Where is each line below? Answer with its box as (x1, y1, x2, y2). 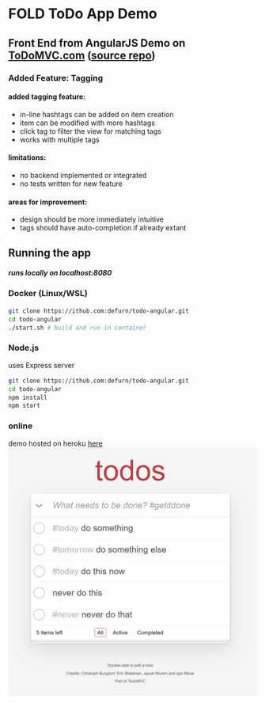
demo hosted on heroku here (8, 439, 103, 448)
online (8, 420, 33, 431)
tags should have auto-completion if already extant (19, 223, 187, 233)
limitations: (8, 153, 47, 162)
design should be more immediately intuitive (19, 215, 165, 224)
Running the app (8, 246, 91, 260)
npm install (8, 393, 47, 401)
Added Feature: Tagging (8, 72, 104, 83)
